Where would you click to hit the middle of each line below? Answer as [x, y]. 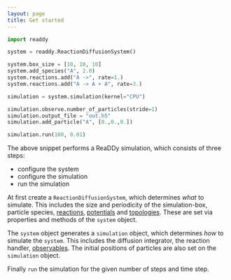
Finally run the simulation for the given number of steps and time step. [108, 269]
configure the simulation [52, 177]
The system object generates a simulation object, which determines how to [115, 233]
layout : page [26, 14]
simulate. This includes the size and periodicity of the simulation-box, [107, 205]
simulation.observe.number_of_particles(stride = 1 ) [83, 109]
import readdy [28, 39]
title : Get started [36, 20]
